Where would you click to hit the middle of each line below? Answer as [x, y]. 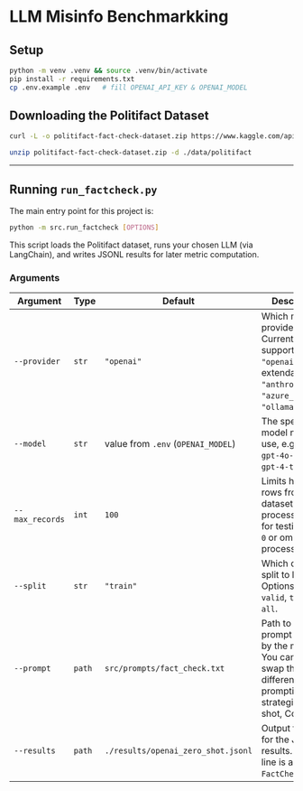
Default [179, 302]
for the [275, 740]
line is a [277, 762]
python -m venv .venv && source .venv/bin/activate [108, 70]
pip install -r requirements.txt [72, 79]
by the [275, 646]
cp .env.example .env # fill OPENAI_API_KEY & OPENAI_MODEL [129, 88]
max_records [40, 520]
